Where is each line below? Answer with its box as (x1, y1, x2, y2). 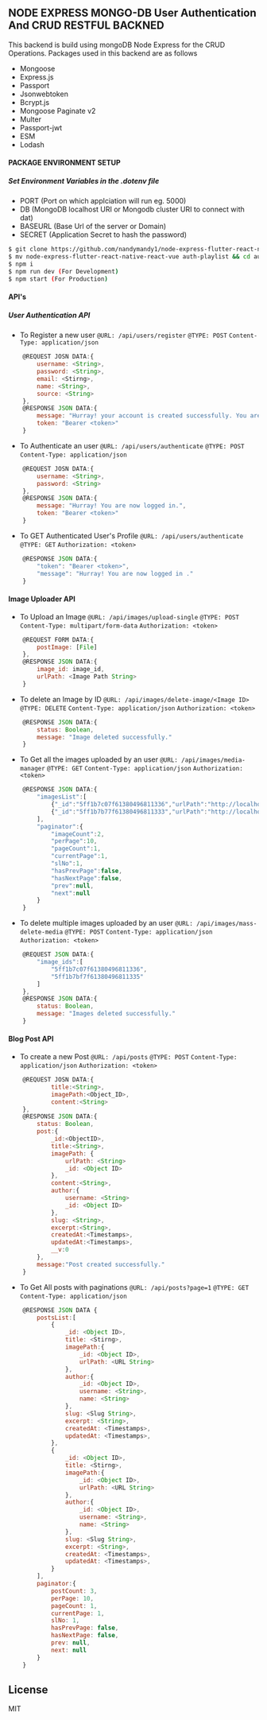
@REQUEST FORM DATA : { (22, 635, 94, 643)
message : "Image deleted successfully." (37, 733, 172, 741)
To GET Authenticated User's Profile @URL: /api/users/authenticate (19, 530, 244, 540)
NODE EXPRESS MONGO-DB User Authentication (8, 6, 257, 20)
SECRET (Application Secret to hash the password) (19, 230, 188, 239)
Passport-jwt (19, 122, 63, 132)
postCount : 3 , (50, 1586, 98, 1595)
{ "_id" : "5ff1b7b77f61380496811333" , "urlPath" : (50, 807, 208, 816)
